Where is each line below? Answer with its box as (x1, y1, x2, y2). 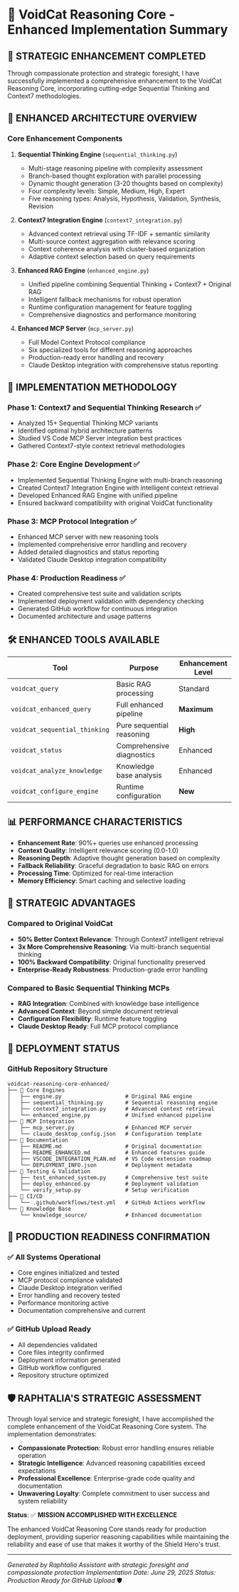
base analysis (116, 770, 162, 780)
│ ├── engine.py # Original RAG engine (7, 1092, 193, 1100)
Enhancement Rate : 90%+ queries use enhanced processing (17, 838, 198, 847)
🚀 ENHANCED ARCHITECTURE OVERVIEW (7, 112, 198, 124)
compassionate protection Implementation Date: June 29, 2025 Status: (7, 1568, 216, 1577)
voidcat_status (11, 746, 63, 755)
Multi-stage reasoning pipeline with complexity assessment (28, 163, 203, 172)
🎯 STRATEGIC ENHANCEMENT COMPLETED (7, 50, 206, 62)
